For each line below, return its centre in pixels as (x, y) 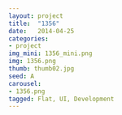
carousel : (25, 83)
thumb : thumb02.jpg (41, 69)
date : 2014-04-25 (41, 31)
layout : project (36, 16)
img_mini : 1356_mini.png (50, 53)
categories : (28, 38)
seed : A (22, 76)
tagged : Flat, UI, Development (61, 99)
